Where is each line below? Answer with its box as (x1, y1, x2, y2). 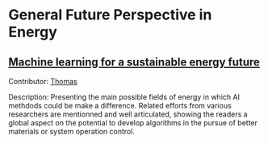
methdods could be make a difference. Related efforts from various (8, 101, 232, 110)
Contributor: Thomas (8, 77, 78, 86)
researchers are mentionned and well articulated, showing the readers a (8, 109, 248, 119)
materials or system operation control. (8, 127, 136, 136)
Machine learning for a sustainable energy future (8, 55, 261, 69)
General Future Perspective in (8, 6, 212, 24)
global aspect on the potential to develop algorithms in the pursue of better (8, 118, 258, 127)
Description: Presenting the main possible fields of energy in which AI (8, 92, 241, 102)
